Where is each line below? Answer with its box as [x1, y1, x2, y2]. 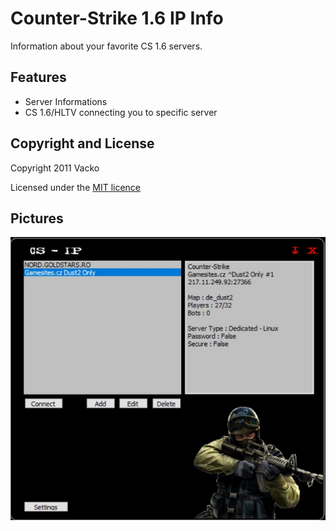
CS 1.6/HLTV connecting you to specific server [24, 106, 218, 118]
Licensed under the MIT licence [10, 181, 142, 193]
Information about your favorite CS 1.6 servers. [10, 40, 203, 52]
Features [10, 69, 67, 86]
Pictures [10, 210, 64, 227]
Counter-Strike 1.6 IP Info [10, 7, 224, 30]
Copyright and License [10, 135, 155, 152]
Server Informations [24, 95, 108, 107]
